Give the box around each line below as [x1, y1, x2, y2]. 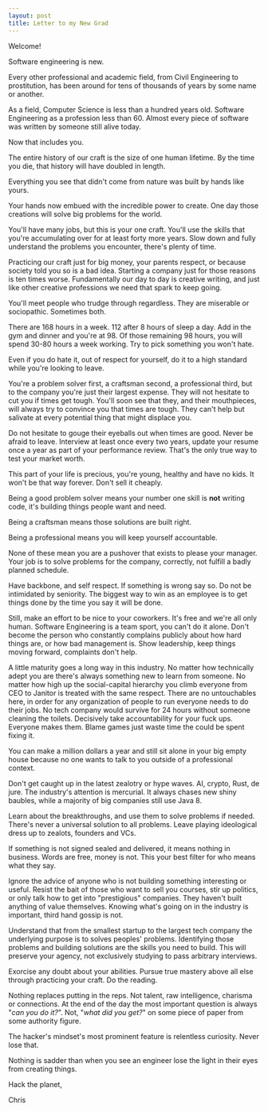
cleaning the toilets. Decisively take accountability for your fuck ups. [8, 713, 233, 723]
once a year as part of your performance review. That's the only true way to [8, 445, 258, 454]
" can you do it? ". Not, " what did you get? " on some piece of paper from [8, 1007, 244, 1017]
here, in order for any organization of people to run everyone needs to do [8, 697, 249, 706]
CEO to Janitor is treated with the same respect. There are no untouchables [8, 688, 257, 697]
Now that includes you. [8, 137, 85, 146]
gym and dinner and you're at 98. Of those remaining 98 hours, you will [8, 330, 243, 340]
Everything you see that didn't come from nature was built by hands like [8, 177, 245, 186]
